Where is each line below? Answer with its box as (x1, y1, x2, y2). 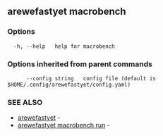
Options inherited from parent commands (7, 59, 153, 69)
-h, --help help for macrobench (13, 42, 115, 50)
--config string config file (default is (25, 75, 157, 82)
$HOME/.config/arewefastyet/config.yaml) (7, 81, 131, 88)
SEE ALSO (7, 97, 43, 107)
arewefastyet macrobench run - (17, 121, 111, 130)
